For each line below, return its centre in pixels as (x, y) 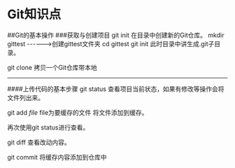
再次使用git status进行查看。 (48, 127)
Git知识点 (34, 14)
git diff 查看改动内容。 (39, 142)
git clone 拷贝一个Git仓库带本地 (52, 67)
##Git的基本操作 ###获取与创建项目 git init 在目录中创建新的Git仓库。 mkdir (116, 35)
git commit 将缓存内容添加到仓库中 (57, 157)
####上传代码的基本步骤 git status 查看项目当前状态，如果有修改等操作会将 (116, 89)
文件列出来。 (26, 97)
